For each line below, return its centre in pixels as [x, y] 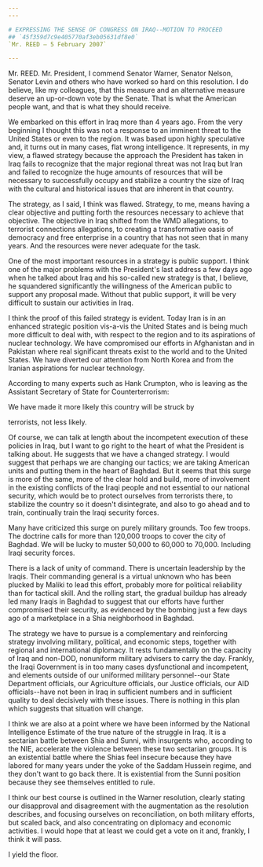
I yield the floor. [33, 854]
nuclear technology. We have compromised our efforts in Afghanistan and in [131, 343]
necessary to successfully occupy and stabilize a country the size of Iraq [126, 181]
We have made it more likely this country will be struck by [101, 407]
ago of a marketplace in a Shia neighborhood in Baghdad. [101, 619]
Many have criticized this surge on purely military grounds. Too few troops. [130, 528]
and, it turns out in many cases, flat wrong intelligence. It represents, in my [129, 147]
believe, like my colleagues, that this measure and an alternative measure [127, 90]
